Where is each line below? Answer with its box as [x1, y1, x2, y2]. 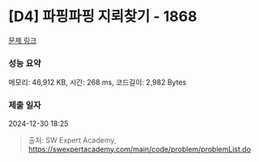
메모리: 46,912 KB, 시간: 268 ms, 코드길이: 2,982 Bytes [8, 77, 187, 87]
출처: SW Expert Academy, [28, 135, 117, 145]
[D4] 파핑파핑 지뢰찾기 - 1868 [8, 7, 197, 26]
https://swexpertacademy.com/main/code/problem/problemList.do [28, 144, 252, 154]
